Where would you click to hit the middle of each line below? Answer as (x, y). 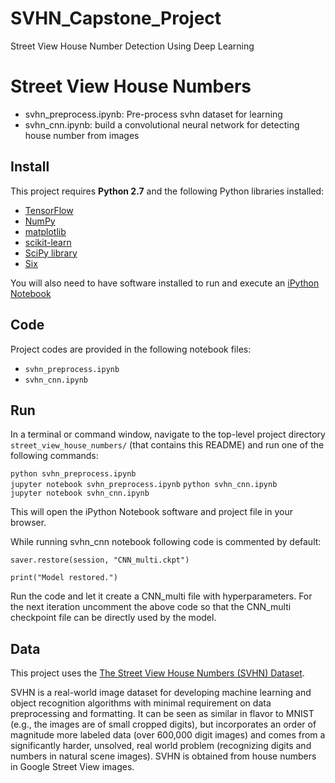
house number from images (82, 135)
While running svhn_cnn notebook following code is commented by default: (166, 542)
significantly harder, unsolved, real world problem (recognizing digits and (161, 746)
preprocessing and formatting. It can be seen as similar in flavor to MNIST (162, 714)
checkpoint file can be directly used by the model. (113, 618)
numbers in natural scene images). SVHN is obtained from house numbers (163, 756)
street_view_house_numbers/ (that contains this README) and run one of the (167, 445)
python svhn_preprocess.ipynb (73, 474)
